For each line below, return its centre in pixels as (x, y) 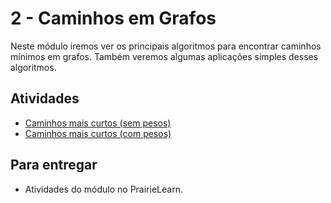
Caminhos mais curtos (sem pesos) (98, 123)
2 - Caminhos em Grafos (113, 18)
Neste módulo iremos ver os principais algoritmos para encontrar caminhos (166, 46)
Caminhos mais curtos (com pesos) (98, 133)
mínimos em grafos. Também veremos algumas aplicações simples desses (164, 56)
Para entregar (54, 165)
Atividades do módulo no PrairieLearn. (103, 189)
